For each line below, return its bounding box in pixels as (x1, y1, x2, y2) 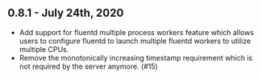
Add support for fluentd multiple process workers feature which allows (19, 27, 255, 37)
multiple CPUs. (19, 44, 69, 54)
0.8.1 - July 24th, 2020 (7, 6, 124, 20)
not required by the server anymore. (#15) (19, 61, 158, 71)
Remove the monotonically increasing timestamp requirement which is (19, 53, 253, 62)
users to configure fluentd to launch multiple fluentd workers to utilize (19, 36, 252, 45)
